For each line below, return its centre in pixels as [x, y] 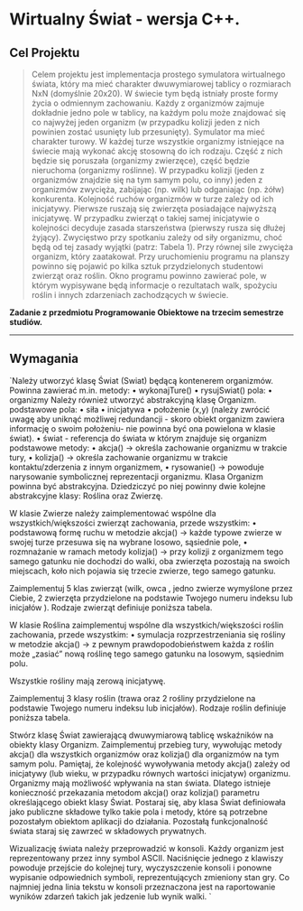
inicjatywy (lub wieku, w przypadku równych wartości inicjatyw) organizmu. [150, 773]
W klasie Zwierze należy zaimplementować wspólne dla [113, 513]
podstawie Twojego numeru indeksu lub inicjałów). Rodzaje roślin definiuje [148, 708]
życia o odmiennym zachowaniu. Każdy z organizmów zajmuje [148, 103]
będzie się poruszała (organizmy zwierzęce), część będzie [141, 161]
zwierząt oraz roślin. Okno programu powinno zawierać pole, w [149, 276]
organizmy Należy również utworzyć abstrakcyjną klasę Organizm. [133, 400]
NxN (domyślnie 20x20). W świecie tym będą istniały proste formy [155, 93]
